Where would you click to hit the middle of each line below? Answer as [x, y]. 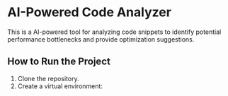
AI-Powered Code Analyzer [90, 12]
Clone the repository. [48, 78]
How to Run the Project [59, 62]
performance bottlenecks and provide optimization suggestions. [101, 39]
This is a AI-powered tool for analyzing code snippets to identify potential [114, 32]
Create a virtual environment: [60, 86]
